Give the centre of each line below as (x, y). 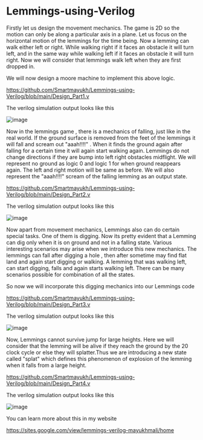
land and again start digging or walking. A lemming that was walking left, (97, 262)
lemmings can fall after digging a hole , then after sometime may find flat (97, 255)
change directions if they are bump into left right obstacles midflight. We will (101, 157)
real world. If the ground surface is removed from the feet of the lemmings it (101, 138)
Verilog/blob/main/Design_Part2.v (48, 194)
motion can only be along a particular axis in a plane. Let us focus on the (97, 34)
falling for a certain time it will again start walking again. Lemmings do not (98, 150)
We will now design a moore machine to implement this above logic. (91, 78)
